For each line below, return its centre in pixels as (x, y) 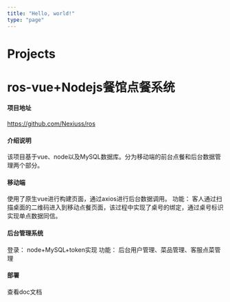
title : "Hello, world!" (41, 13)
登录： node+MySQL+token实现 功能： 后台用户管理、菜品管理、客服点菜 (111, 249)
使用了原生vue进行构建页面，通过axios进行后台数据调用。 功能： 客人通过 (112, 199)
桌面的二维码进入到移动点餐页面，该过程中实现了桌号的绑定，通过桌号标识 (118, 207)
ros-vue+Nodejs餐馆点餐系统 (91, 87)
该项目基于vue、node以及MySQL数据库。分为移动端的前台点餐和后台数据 (111, 157)
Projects (32, 54)
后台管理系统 (25, 233)
